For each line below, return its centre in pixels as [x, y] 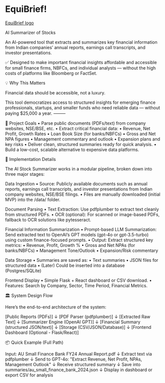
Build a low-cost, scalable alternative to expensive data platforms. [72, 150]
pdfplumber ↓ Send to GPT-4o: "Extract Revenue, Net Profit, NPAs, [74, 359]
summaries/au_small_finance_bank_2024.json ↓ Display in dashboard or [79, 370]
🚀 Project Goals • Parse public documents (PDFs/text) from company [76, 123]
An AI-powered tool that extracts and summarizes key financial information [81, 42]
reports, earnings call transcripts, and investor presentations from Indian [79, 189]
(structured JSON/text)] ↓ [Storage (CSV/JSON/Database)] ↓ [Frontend [78, 327]
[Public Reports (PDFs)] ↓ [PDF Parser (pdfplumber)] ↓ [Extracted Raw [78, 316]
